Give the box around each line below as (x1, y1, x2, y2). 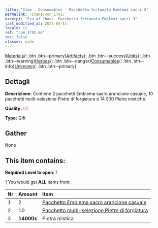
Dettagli (5, 77, 30, 86)
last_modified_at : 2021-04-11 (5, 21, 67, 26)
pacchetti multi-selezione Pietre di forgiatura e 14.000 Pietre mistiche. (5, 96, 147, 101)
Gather (5, 129, 27, 137)
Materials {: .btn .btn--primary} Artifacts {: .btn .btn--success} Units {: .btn (5, 53, 150, 59)
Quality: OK (5, 105, 30, 111)
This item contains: (5, 156, 65, 165)
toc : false (5, 35, 28, 40)
